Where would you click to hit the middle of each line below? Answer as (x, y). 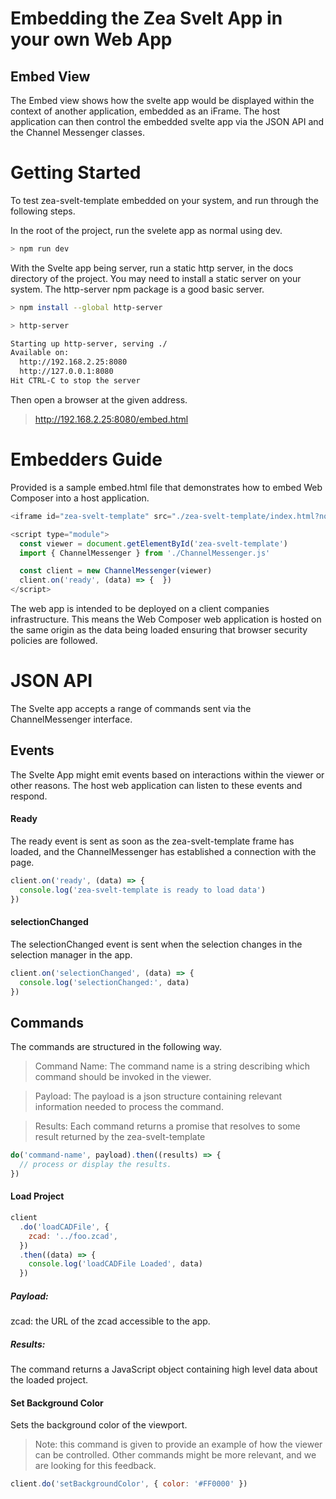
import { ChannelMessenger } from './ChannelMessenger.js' (145, 553)
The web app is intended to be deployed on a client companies (140, 608)
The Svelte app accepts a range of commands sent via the (131, 708)
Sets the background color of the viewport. (99, 1425)
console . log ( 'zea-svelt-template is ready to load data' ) (143, 890)
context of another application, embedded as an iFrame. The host (145, 111)
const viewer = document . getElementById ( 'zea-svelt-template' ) (153, 543)
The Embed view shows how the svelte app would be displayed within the (162, 100)
